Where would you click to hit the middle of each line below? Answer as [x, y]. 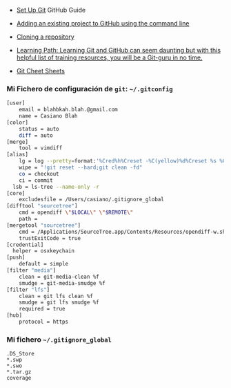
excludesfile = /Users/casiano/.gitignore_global [92, 200]
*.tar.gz [19, 372]
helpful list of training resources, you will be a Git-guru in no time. [109, 57]
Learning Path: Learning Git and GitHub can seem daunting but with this [119, 50]
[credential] [25, 245]
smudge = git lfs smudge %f [59, 303]
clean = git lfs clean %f [56, 296]
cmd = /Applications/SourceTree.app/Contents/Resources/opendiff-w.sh [122, 232]
